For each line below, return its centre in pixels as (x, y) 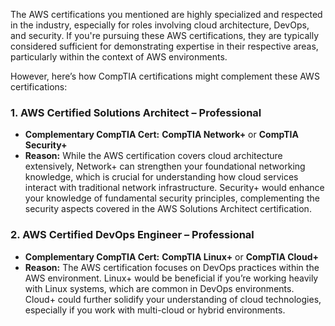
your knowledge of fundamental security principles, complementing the (172, 198)
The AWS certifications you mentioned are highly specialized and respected (166, 14)
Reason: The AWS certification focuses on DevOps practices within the (172, 267)
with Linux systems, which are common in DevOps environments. (159, 288)
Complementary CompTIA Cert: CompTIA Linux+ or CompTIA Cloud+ (171, 256)
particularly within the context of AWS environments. (119, 57)
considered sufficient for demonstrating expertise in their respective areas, (164, 46)
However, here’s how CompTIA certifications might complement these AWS (165, 76)
